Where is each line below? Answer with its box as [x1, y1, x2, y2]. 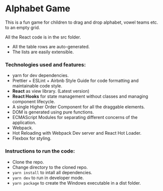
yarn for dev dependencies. [12, 73, 69, 78]
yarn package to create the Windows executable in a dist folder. [12, 180, 141, 186]
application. [12, 119, 37, 126]
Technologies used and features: [5, 61, 86, 68]
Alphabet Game [5, 3, 71, 14]
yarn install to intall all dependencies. [12, 169, 92, 175]
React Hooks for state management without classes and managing [12, 93, 148, 99]
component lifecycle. [12, 99, 55, 105]
